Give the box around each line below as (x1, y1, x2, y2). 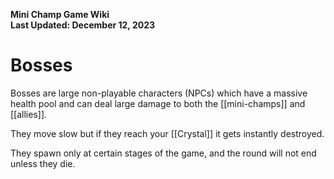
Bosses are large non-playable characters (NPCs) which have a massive (10, 87, 308, 99)
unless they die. (10, 157, 76, 169)
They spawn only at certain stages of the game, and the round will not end (10, 147, 317, 159)
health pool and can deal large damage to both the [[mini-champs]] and (10, 97, 306, 109)
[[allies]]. (10, 108, 48, 120)
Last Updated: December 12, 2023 (10, 19, 156, 31)
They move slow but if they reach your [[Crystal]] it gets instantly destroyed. (10, 127, 325, 139)
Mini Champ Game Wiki (10, 9, 110, 20)
